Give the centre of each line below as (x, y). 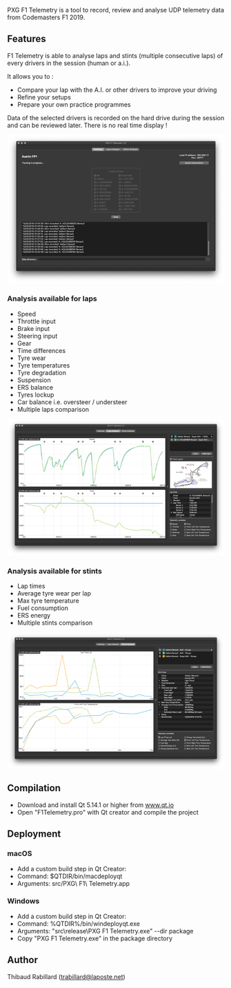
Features (27, 39)
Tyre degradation (42, 372)
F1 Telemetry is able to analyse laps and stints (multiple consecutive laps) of (115, 55)
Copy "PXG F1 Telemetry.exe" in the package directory (95, 938)
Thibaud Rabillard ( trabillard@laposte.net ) (66, 976)
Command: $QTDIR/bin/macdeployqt (70, 876)
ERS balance (35, 387)
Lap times (31, 586)
